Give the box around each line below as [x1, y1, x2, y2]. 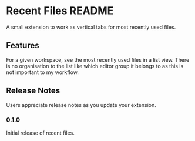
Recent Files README [6, 4, 114, 18]
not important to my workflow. [6, 69, 79, 76]
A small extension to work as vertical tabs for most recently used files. [6, 23, 176, 31]
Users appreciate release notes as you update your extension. [6, 101, 157, 108]
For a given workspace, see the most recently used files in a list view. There [6, 56, 190, 63]
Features [6, 41, 39, 51]
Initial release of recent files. [6, 129, 75, 136]
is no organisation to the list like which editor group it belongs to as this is [6, 62, 184, 69]
